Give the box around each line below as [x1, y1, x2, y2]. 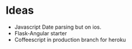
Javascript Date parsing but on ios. [14, 23, 102, 30]
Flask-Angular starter [14, 29, 68, 36]
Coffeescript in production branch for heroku [14, 36, 126, 43]
